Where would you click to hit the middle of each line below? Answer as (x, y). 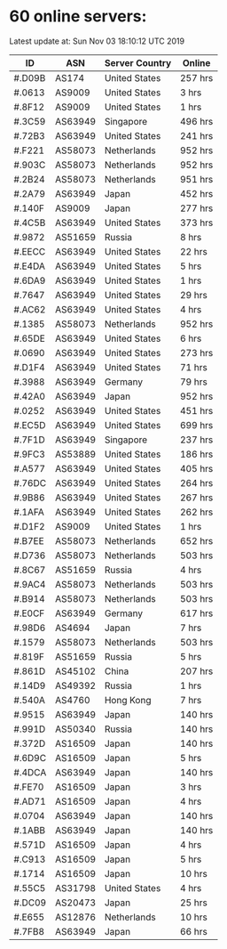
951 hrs (197, 179)
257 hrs (197, 77)
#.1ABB (30, 830)
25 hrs (194, 903)
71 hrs (194, 367)
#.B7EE (29, 540)
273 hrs (197, 353)
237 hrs (197, 440)
